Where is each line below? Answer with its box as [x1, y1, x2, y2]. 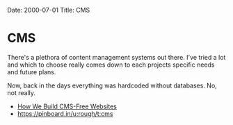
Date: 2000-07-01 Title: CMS [7, 6, 90, 14]
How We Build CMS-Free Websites [17, 102, 117, 110]
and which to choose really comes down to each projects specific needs [7, 60, 215, 69]
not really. [7, 88, 36, 97]
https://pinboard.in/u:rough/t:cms [17, 109, 113, 117]
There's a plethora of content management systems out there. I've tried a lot [7, 53, 226, 61]
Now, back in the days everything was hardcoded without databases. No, [7, 81, 217, 90]
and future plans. [7, 67, 56, 76]
